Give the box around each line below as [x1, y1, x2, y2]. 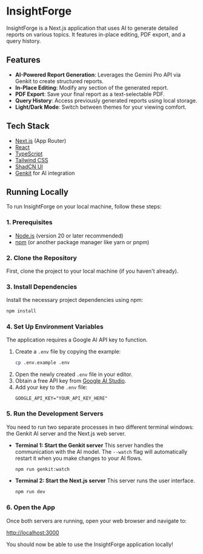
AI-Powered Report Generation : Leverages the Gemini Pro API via [15, 71, 181, 78]
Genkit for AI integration [15, 169, 75, 177]
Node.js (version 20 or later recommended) [15, 232, 124, 239]
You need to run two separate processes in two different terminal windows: [6, 423, 194, 431]
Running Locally [6, 186, 68, 197]
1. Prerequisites [6, 218, 53, 227]
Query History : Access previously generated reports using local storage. [15, 97, 198, 104]
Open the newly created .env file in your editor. [15, 371, 133, 378]
